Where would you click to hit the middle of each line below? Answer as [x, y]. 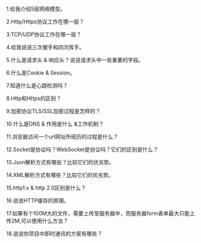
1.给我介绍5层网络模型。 [36, 9]
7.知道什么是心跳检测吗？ [37, 85]
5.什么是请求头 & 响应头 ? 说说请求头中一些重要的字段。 [75, 60]
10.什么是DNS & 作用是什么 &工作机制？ [55, 124]
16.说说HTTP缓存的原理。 [38, 201]
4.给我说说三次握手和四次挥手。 [46, 47]
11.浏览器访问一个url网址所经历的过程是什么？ [62, 137]
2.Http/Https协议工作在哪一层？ [45, 22]
